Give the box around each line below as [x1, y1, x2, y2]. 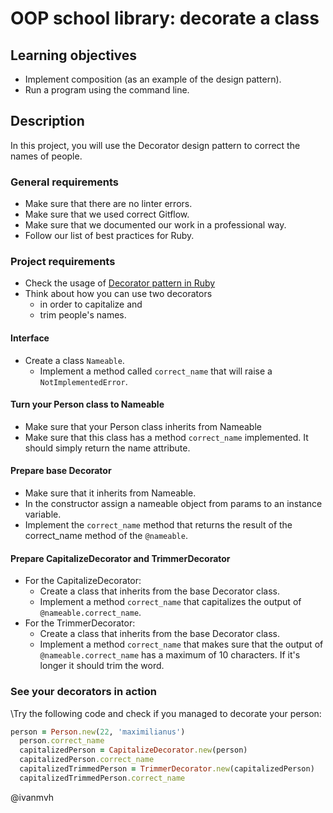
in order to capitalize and [39, 298, 143, 311]
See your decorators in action [10, 685, 157, 699]
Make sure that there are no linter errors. [24, 198, 193, 210]
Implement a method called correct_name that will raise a [39, 365, 273, 377]
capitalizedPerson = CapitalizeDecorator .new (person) [19, 745, 248, 756]
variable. [24, 508, 62, 521]
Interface [10, 332, 50, 344]
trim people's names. [39, 309, 127, 321]
